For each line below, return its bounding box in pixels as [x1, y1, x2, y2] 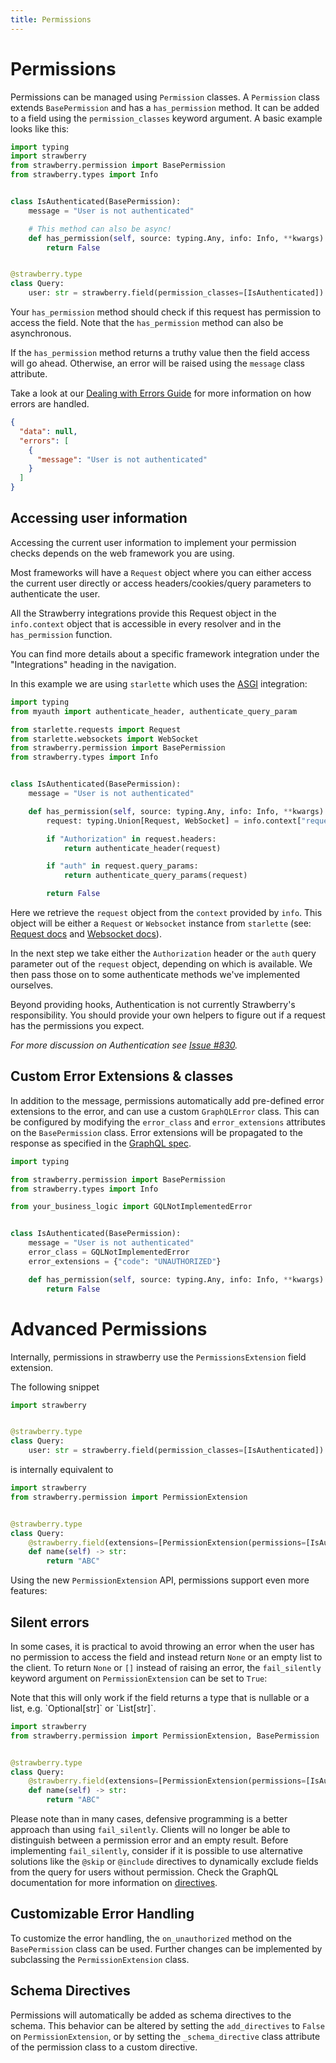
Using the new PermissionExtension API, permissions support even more [10, 1574, 310, 1586]
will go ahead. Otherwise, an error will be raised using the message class [10, 357, 305, 370]
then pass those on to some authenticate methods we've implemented [10, 969, 301, 980]
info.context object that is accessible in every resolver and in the [10, 617, 282, 630]
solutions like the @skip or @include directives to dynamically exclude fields [10, 1856, 319, 1868]
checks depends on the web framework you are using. [10, 547, 235, 559]
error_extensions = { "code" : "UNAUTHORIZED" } [28, 1256, 222, 1266]
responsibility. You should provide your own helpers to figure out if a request [10, 1009, 326, 1021]
